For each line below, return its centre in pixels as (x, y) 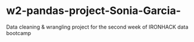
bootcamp (19, 33)
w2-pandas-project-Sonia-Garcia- (94, 11)
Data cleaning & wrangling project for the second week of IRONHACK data (97, 27)
